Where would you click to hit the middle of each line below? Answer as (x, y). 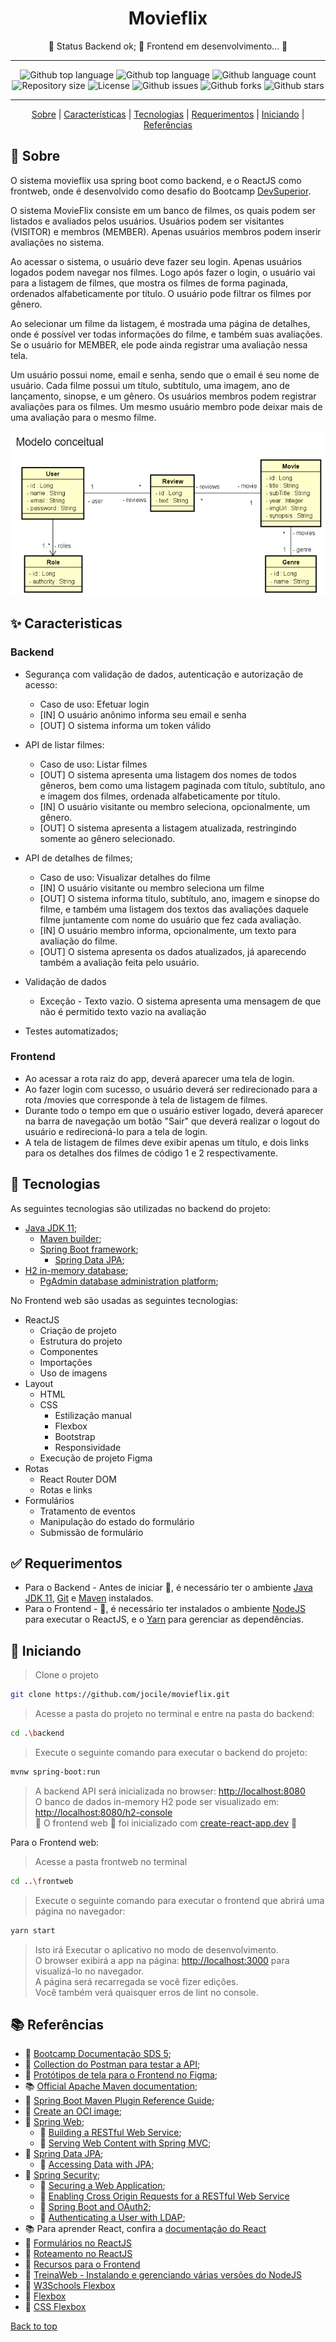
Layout (39, 1383)
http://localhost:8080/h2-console (103, 1812)
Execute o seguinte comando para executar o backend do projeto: (171, 1753)
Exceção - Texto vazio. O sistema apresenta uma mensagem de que (180, 1001)
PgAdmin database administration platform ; (129, 1281)
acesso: (41, 684)
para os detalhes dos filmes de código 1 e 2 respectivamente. (151, 1153)
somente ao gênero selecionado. (107, 838)
